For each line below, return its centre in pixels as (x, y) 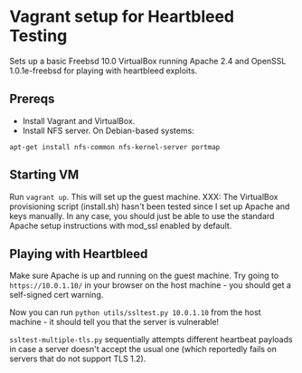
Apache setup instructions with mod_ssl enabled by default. (121, 225)
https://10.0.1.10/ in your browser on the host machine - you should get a (151, 285)
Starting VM (44, 175)
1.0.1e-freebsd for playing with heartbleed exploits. (104, 71)
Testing (38, 36)
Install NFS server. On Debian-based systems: (108, 130)
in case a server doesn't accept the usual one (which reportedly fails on (143, 349)
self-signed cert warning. (57, 295)
